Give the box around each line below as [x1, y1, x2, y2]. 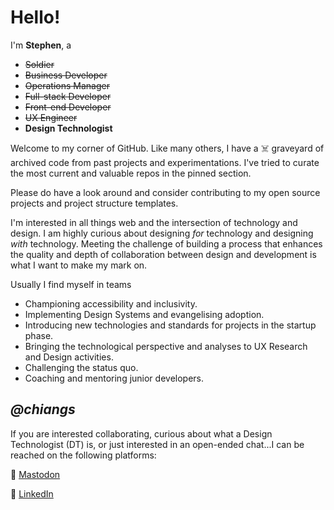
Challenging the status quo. [24, 361, 139, 373]
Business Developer [24, 69, 108, 81]
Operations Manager [24, 79, 110, 91]
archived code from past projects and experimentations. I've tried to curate [10, 156, 320, 168]
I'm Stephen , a [10, 39, 72, 51]
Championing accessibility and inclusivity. [24, 297, 198, 310]
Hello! [10, 6, 61, 29]
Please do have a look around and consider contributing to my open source [10, 186, 321, 198]
